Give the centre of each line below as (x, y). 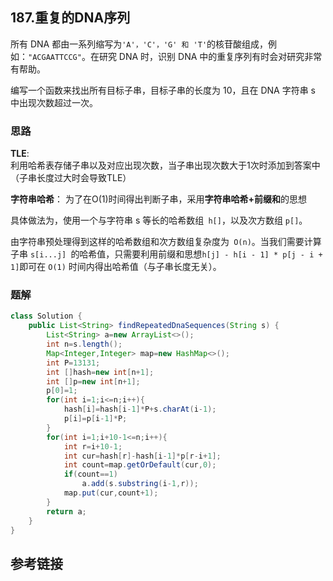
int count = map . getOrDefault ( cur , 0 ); (140, 465)
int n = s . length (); (84, 344)
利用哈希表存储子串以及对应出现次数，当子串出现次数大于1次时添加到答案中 (165, 165)
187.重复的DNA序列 (70, 18)
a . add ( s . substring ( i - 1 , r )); (140, 484)
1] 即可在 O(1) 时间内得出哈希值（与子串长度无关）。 (116, 267)
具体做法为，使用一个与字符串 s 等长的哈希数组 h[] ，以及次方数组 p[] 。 (159, 220)
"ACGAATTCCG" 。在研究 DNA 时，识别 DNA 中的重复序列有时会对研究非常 (175, 56)
